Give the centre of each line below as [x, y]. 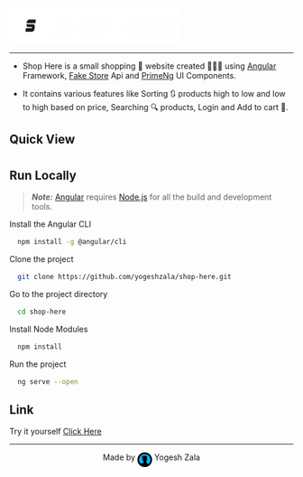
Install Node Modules [49, 329]
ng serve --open [48, 381]
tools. [41, 207]
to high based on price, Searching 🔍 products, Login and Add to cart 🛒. [155, 108]
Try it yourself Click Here [55, 432]
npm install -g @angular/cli [72, 242]
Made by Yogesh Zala [151, 457]
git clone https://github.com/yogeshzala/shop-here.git [124, 277]
